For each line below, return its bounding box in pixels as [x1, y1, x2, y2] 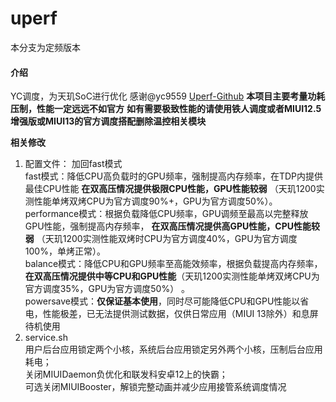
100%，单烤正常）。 [24, 245, 106, 257]
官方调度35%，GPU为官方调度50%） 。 [24, 283, 191, 295]
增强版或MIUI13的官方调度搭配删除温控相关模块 [10, 115, 207, 127]
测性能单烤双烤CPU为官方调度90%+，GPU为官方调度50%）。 [24, 195, 278, 207]
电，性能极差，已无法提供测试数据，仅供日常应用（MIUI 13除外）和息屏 [24, 308, 319, 320]
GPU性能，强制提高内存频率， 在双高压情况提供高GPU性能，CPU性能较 [24, 220, 321, 232]
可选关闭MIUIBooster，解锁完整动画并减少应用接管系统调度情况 [24, 381, 287, 393]
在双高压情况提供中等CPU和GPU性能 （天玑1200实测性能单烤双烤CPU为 [24, 270, 320, 282]
